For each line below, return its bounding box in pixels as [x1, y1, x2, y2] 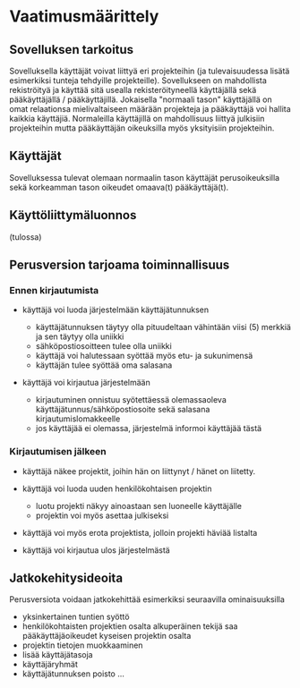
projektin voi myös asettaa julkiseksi [35, 510, 169, 521]
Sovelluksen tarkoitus [9, 42, 134, 57]
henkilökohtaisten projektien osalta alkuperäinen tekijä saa [21, 621, 238, 632]
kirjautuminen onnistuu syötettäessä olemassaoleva [35, 395, 227, 405]
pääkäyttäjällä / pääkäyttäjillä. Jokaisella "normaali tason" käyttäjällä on [9, 94, 272, 105]
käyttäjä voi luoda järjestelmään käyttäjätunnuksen [21, 304, 210, 315]
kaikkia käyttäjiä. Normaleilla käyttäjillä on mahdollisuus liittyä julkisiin [9, 114, 265, 123]
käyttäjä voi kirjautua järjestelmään [21, 378, 150, 388]
